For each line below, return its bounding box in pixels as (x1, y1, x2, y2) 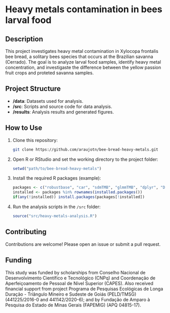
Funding (5, 256, 32, 265)
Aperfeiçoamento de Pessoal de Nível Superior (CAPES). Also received (5, 280, 154, 286)
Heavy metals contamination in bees (5, 4, 162, 15)
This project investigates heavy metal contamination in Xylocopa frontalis (5, 48, 159, 54)
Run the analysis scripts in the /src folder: (12, 204, 100, 210)
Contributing (5, 227, 47, 236)
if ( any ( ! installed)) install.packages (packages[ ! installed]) (12, 194, 145, 200)
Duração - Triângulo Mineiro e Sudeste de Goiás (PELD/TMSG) (5, 291, 137, 297)
